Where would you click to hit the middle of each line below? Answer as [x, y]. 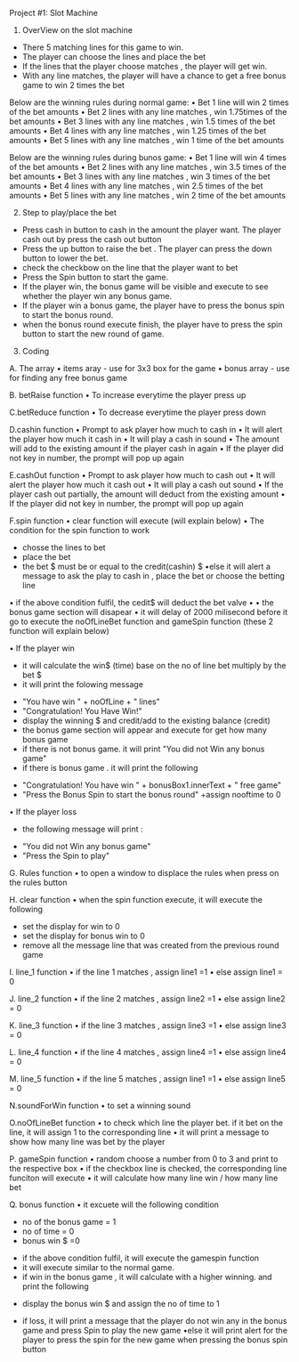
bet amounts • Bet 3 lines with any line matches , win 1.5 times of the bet [142, 121]
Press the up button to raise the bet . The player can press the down [147, 249]
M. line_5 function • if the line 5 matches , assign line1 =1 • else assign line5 [148, 1079]
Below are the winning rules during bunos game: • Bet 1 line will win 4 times [148, 158]
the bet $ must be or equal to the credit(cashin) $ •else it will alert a [146, 566]
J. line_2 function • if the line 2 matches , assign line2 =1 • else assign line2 [147, 999]
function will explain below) [59, 631]
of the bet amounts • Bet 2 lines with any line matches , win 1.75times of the [148, 112]
